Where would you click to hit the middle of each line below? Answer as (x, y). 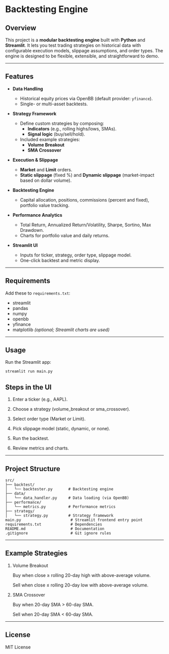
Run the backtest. (31, 438)
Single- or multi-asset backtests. (54, 104)
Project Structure (33, 469)
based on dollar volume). (46, 180)
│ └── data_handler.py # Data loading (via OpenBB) (67, 498)
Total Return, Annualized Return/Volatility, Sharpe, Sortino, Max (86, 225)
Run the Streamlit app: (28, 362)
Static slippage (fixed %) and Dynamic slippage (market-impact (87, 175)
